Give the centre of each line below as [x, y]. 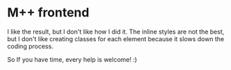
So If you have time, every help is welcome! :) [72, 59]
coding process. [31, 46]
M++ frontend [48, 13]
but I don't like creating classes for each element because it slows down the [115, 38]
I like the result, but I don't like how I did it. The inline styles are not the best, [116, 32]
